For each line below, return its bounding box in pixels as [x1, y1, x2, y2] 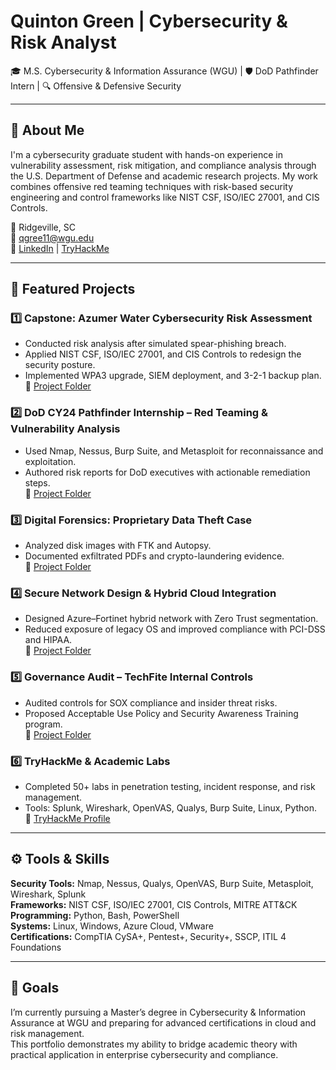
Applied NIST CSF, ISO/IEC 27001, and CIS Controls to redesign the [24, 348, 302, 360]
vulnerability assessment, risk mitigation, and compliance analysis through [10, 159, 317, 171]
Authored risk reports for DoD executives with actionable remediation [24, 466, 311, 478]
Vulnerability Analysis [10, 422, 121, 436]
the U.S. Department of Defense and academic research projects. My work [10, 170, 318, 182]
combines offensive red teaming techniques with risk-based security [10, 180, 294, 192]
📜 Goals [10, 980, 60, 997]
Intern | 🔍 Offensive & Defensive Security [10, 80, 182, 92]
